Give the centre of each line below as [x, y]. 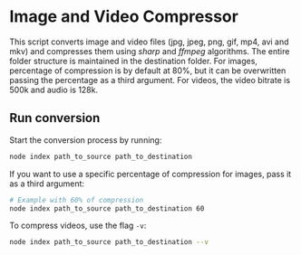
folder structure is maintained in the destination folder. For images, [134, 61]
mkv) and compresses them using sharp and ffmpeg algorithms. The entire [150, 51]
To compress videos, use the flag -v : [78, 226]
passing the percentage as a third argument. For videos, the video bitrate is [150, 80]
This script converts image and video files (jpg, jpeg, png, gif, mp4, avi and [149, 42]
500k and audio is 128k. [53, 90]
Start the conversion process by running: [86, 140]
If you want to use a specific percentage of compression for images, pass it [150, 174]
